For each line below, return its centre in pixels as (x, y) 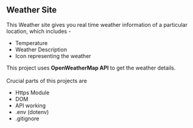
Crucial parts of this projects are (47, 80)
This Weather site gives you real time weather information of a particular (97, 24)
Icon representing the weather (53, 56)
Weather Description (41, 49)
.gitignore (27, 118)
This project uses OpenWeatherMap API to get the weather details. (91, 68)
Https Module (32, 92)
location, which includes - (39, 31)
